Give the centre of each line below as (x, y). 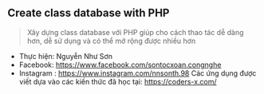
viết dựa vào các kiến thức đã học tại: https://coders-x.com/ (118, 81)
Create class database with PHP (89, 13)
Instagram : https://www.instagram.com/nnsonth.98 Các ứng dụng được (138, 73)
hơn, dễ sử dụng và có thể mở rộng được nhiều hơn (111, 41)
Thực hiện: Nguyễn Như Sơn (66, 56)
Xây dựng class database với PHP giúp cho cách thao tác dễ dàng (135, 32)
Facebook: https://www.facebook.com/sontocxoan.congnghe (120, 65)
